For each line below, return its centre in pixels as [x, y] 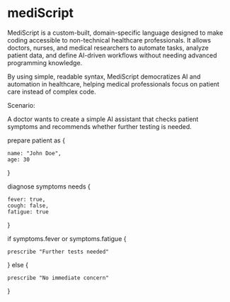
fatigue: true [28, 212]
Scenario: [21, 105]
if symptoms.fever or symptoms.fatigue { [67, 238]
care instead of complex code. [52, 91]
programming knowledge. [45, 62]
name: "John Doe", [34, 153]
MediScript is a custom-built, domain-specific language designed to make [115, 33]
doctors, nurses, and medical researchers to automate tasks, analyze [108, 47]
